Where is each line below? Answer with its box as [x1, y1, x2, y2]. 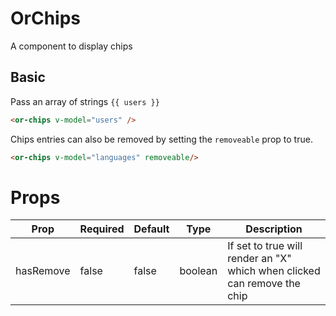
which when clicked [227, 264, 321, 278]
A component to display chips [10, 40, 133, 52]
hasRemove [15, 264, 71, 278]
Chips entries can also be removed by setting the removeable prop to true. [10, 133, 313, 145]
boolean [179, 264, 218, 278]
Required [79, 222, 125, 236]
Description [245, 222, 303, 236]
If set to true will [227, 239, 303, 253]
